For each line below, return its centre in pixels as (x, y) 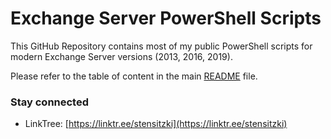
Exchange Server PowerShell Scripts (166, 18)
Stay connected (50, 102)
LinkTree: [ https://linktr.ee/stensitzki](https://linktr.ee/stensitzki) (156, 124)
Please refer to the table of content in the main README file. (134, 76)
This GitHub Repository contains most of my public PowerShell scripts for (161, 46)
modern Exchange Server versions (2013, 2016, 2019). (121, 56)
